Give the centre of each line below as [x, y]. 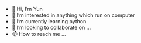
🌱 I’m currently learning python [49, 21]
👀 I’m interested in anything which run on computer [73, 15]
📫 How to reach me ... [39, 34]
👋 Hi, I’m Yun [27, 9]
